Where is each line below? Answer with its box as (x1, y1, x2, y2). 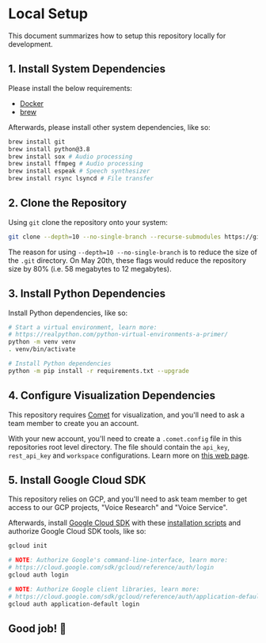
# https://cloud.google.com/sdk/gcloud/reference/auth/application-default (8, 592, 264, 600)
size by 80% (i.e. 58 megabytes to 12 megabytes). (8, 264, 172, 273)
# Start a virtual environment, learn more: (8, 323, 158, 331)
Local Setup (8, 5, 89, 23)
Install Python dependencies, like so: (8, 308, 128, 318)
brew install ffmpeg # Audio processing (8, 160, 144, 168)
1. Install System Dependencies (8, 63, 166, 76)
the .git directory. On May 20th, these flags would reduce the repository (8, 255, 247, 265)
